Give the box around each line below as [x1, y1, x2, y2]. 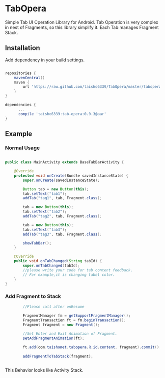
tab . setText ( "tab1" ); [23, 191, 67, 196]
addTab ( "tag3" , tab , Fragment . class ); [23, 232, 102, 237]
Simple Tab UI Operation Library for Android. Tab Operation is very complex [5, 19, 159, 25]
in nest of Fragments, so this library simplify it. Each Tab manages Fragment [5, 24, 159, 30]
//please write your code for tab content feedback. [23, 268, 133, 272]
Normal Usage [5, 144, 40, 151]
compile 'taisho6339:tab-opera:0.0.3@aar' [18, 111, 107, 116]
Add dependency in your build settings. [5, 57, 85, 63]
